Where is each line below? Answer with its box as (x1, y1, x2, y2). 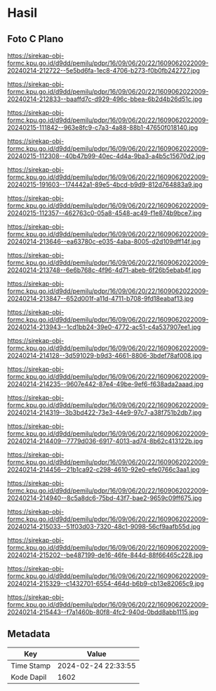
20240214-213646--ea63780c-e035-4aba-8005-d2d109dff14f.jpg (7, 237, 201, 246)
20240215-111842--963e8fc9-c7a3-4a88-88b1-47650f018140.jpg (7, 123, 198, 131)
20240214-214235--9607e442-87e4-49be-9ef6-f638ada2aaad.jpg (7, 380, 204, 388)
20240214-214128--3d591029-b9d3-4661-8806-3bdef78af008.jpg (7, 351, 202, 359)
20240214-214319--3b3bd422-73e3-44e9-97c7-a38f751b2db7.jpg (7, 408, 202, 417)
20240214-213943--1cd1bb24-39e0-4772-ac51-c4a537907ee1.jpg (7, 323, 201, 331)
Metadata (7, 628, 50, 640)
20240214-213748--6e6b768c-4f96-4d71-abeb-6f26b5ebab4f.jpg (7, 266, 201, 274)
